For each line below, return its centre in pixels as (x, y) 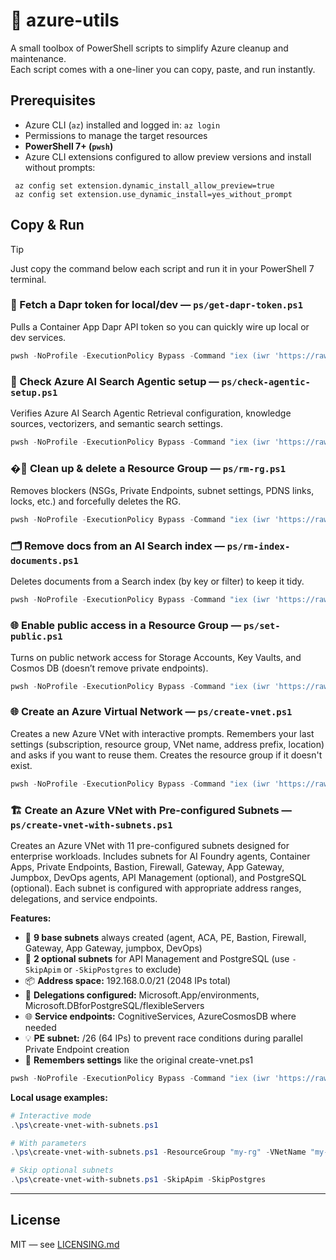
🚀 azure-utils (65, 20)
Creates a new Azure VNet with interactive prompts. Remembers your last (162, 733)
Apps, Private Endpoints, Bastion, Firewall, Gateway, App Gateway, (147, 866)
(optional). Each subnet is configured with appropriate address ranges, (156, 888)
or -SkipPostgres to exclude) (122, 969)
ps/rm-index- (258, 546)
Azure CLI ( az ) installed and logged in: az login (122, 125)
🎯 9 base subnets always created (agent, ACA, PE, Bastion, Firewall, (165, 937)
